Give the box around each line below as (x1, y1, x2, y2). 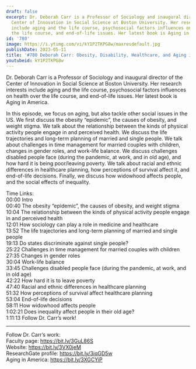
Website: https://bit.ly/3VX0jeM (6, 343, 82, 350)
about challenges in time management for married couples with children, (6, 141, 181, 148)
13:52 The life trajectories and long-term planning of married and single (6, 227, 178, 234)
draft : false (6, 8, 38, 15)
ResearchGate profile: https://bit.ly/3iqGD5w (6, 350, 113, 357)
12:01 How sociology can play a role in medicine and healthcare (6, 221, 159, 228)
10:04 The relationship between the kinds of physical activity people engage (6, 209, 190, 216)
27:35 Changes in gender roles (6, 252, 80, 259)
